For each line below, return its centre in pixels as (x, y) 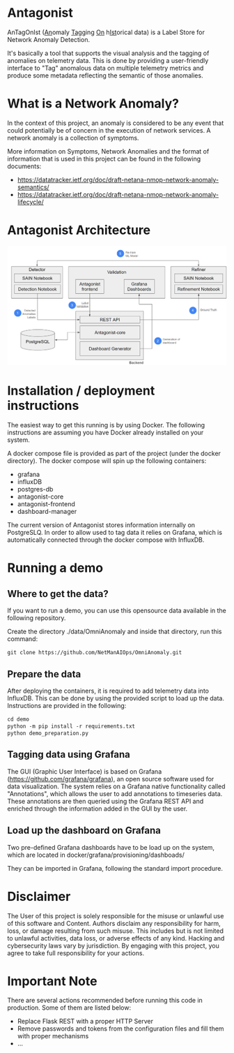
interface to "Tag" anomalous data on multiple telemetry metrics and (106, 68)
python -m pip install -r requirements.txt (71, 726)
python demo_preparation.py (48, 733)
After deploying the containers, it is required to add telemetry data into (108, 691)
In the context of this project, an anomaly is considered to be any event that (116, 123)
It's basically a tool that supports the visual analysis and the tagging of (108, 53)
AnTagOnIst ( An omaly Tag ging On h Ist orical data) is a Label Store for (106, 32)
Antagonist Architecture (79, 230)
